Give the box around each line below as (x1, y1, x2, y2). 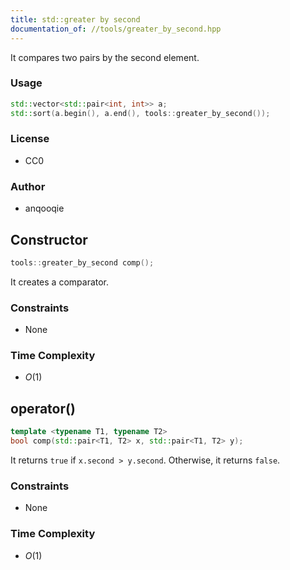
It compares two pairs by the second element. (10, 51, 200, 63)
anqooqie (24, 202, 65, 215)
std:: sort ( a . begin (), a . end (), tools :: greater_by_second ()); (10, 108, 271, 118)
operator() (10, 400, 76, 417)
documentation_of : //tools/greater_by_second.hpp (10, 24, 222, 34)
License (10, 132, 50, 146)
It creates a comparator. (10, 276, 110, 288)
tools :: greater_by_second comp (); (10, 257, 155, 268)
